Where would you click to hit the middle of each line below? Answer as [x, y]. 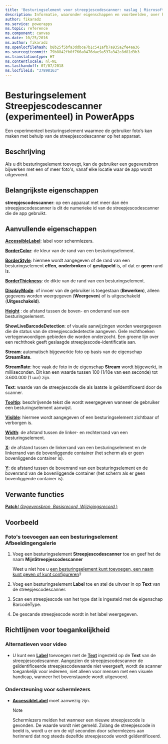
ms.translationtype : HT [30, 57]
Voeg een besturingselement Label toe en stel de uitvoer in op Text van [86, 584]
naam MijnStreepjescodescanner [48, 559]
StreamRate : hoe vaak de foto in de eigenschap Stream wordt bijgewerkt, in [84, 367]
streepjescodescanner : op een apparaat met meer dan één [67, 202]
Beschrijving [25, 152]
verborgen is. [19, 423]
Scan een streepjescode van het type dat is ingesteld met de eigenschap [87, 599]
